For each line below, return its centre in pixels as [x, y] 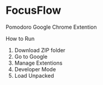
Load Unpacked [34, 75]
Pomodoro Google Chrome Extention [51, 27]
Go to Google [31, 56]
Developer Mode [35, 69]
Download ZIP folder [40, 50]
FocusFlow [33, 10]
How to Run [20, 38]
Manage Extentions [38, 63]
